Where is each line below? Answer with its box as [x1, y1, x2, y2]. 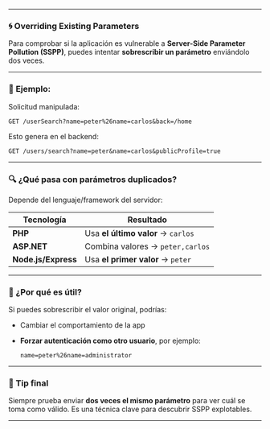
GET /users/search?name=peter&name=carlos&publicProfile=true [8, 146, 221, 155]
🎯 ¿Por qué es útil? [8, 287, 82, 298]
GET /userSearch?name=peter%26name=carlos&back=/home [8, 118, 193, 126]
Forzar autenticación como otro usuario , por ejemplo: [19, 336, 201, 346]
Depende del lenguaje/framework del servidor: [8, 195, 163, 204]
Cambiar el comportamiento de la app [19, 320, 146, 330]
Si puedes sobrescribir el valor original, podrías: [8, 305, 167, 315]
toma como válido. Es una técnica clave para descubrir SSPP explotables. [8, 404, 252, 415]
